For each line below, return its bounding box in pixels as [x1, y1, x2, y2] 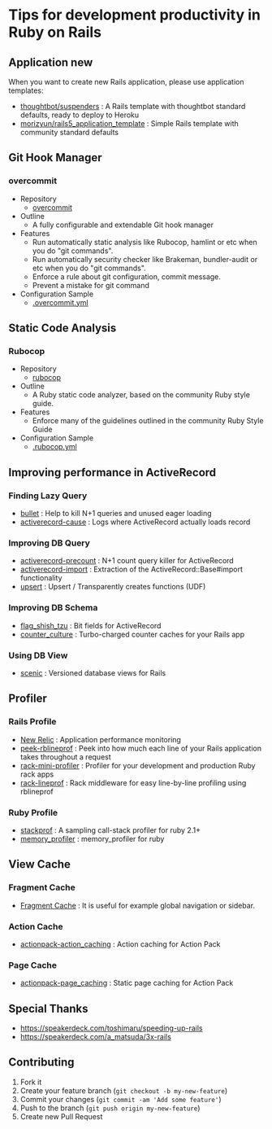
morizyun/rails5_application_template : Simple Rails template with [19, 119, 240, 128]
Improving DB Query [8, 537, 91, 549]
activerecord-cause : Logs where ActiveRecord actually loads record [19, 517, 251, 527]
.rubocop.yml [32, 442, 77, 452]
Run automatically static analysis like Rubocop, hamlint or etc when [32, 237, 257, 247]
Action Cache [8, 921, 63, 932]
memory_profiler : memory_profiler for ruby [19, 834, 165, 843]
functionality [19, 573, 63, 583]
